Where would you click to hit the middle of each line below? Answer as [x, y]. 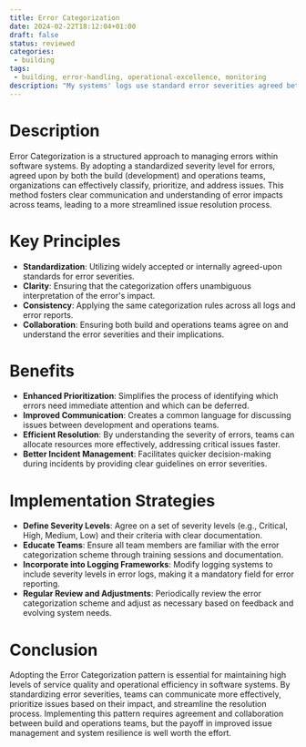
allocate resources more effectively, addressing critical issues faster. [151, 445]
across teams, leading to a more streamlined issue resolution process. [141, 204]
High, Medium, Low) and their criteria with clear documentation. [143, 536]
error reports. [48, 314]
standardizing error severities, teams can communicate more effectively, [145, 694]
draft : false [34, 35]
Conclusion [54, 650]
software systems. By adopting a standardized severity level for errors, [143, 166]
